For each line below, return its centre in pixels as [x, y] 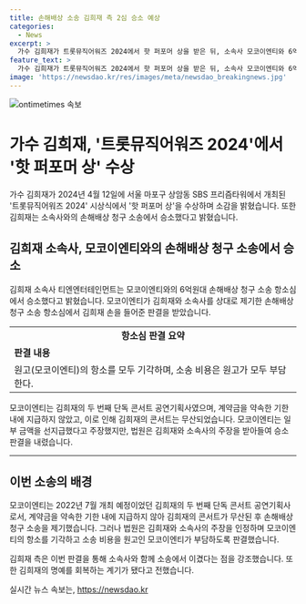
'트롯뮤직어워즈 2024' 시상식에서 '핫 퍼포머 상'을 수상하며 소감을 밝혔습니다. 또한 [153, 205]
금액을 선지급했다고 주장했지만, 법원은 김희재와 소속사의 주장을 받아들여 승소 [154, 430]
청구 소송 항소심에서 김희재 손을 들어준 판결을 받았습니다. [110, 312]
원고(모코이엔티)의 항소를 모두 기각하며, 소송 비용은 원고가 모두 [141, 370]
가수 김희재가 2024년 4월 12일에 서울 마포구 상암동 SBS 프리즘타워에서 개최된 [148, 194]
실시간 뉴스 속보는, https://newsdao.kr [79, 589]
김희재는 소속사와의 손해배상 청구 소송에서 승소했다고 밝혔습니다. [124, 217]
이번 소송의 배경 [51, 481]
